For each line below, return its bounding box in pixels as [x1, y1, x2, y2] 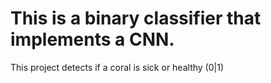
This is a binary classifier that [10, 7, 262, 30]
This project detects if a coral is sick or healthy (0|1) [10, 61, 224, 73]
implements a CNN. [10, 28, 175, 51]
